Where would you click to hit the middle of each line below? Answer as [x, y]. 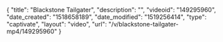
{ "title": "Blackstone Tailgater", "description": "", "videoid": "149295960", [111, 10]
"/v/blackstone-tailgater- [144, 24]
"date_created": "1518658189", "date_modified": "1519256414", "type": [107, 17]
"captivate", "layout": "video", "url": [57, 24]
